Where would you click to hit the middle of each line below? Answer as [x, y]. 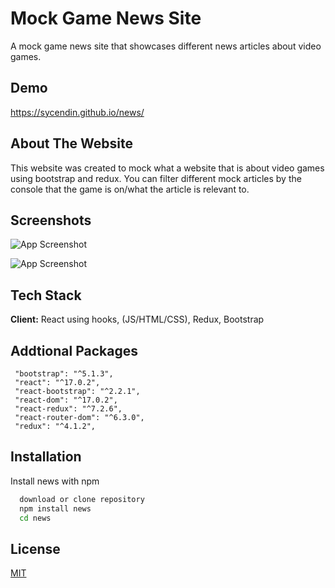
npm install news [55, 508]
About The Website [72, 143]
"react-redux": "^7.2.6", [68, 409]
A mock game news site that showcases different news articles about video [166, 46]
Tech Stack [46, 295]
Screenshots [51, 220]
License [35, 548]
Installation [46, 457]
